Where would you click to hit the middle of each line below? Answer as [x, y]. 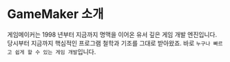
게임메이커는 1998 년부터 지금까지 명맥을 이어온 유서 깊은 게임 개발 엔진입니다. [112, 34]
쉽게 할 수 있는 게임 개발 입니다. [55, 52]
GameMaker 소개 [55, 14]
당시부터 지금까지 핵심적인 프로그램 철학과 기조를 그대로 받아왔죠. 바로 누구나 [109, 43]
